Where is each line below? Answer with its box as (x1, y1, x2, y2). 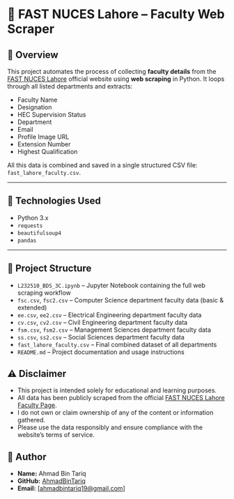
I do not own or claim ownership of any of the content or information (17, 408, 214, 417)
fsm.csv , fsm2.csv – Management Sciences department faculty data (17, 325, 211, 334)
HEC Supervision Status (17, 111, 86, 118)
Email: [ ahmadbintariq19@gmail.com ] (17, 484, 125, 493)
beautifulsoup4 (17, 229, 62, 236)
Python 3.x (17, 213, 49, 222)
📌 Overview (7, 49, 58, 61)
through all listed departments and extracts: (7, 82, 133, 90)
